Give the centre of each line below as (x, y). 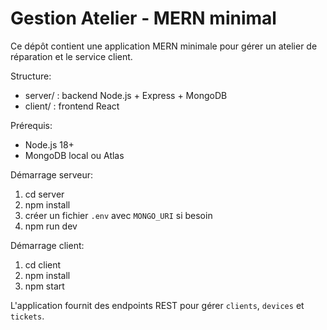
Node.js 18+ (49, 144)
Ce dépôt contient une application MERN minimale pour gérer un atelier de (164, 46)
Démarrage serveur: (52, 174)
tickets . (27, 316)
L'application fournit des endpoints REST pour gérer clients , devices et (157, 305)
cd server (44, 194)
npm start (44, 286)
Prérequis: (31, 125)
